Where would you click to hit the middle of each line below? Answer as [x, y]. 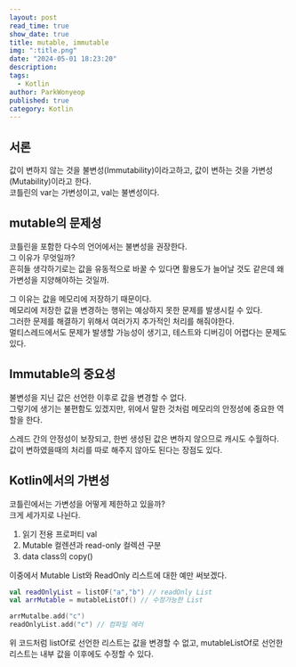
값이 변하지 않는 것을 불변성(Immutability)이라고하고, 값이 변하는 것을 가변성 [141, 170]
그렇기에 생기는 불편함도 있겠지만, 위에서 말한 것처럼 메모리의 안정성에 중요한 [142, 408]
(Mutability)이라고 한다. [50, 181]
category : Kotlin [41, 109]
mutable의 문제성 [56, 223]
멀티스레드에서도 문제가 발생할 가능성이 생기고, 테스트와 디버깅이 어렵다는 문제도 [148, 332]
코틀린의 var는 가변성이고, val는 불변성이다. [84, 193]
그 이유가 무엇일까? [42, 257]
